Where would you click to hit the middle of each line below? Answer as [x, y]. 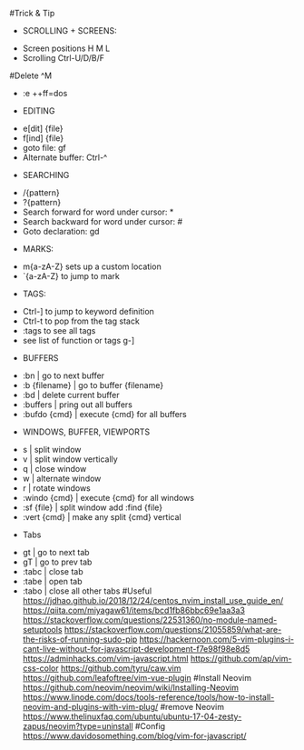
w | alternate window [62, 478]
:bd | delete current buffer [71, 395]
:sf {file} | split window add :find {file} [93, 507]
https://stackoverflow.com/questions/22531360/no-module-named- [150, 620]
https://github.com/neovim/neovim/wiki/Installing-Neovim [130, 687]
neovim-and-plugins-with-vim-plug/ [90, 707]
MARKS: [38, 249]
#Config [150, 726]
